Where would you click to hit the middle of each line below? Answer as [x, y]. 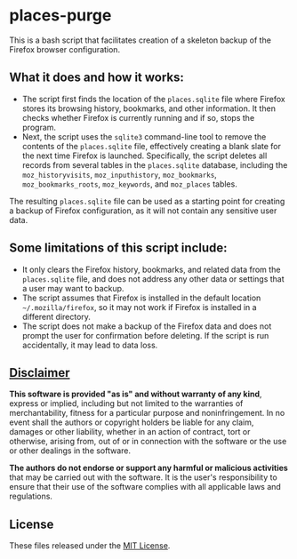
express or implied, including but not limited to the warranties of [126, 403]
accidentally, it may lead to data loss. [90, 345]
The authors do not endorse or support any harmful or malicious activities [149, 468]
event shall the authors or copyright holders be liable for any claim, [132, 422]
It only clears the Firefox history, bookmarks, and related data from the [151, 269]
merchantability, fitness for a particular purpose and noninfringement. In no [147, 413]
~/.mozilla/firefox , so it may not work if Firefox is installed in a [139, 307]
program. [39, 127]
